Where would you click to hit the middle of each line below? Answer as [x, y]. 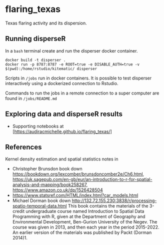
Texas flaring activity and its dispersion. [46, 23]
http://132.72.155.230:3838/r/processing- [114, 200]
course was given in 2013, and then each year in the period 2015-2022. [86, 227]
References [23, 147]
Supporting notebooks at [38, 126]
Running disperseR [35, 39]
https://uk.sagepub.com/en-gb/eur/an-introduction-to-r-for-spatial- [82, 179]
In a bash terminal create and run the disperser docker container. [71, 50]
